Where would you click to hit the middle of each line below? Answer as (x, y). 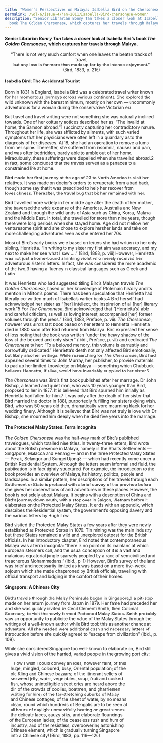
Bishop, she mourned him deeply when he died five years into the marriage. (81, 416)
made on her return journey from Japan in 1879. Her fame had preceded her (81, 603)
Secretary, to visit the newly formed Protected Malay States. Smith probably (81, 614)
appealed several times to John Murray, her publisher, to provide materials (79, 360)
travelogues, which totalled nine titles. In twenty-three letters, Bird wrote (77, 443)
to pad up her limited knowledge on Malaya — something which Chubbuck (80, 365)
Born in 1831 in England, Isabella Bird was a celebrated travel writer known (79, 92)
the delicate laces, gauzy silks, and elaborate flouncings (66, 715)
